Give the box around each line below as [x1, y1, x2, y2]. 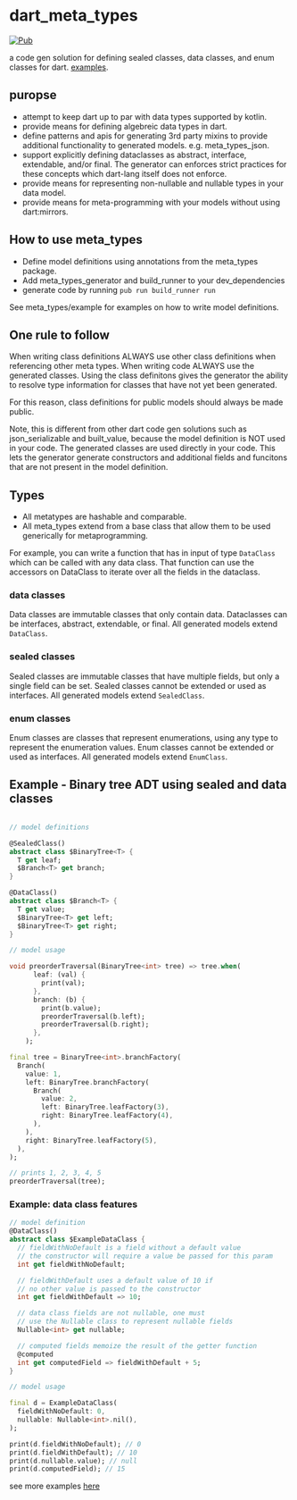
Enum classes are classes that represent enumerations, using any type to [9, 733, 278, 743]
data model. [21, 187, 67, 197]
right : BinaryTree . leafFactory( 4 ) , [41, 1111, 174, 1120]
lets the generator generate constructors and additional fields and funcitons [9, 452, 288, 463]
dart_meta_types [9, 5, 138, 26]
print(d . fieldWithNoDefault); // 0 [9, 1439, 142, 1448]
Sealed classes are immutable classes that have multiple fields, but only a [9, 671, 280, 682]
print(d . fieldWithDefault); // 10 [9, 1448, 138, 1457]
